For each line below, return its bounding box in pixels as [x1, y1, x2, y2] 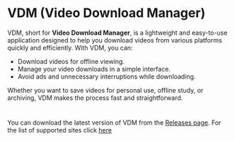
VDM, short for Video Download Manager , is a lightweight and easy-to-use [7, 28, 228, 37]
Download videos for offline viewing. [17, 57, 125, 65]
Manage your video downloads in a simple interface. [17, 64, 171, 73]
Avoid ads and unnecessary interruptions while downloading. [17, 72, 196, 81]
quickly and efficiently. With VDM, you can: [7, 43, 133, 52]
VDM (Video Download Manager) [7, 5, 206, 21]
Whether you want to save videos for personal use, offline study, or [7, 86, 204, 94]
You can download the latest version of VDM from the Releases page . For [7, 118, 222, 127]
